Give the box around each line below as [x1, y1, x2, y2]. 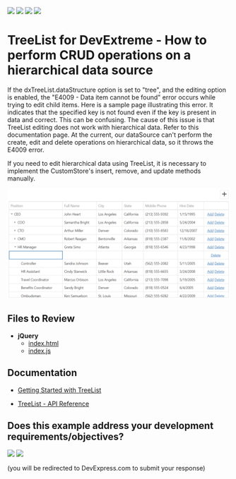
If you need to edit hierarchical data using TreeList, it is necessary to [7, 159, 207, 167]
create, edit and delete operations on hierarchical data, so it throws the [7, 138, 214, 146]
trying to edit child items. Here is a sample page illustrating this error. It [7, 100, 213, 109]
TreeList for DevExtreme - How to [7, 32, 207, 49]
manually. [7, 174, 35, 183]
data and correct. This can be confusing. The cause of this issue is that [7, 115, 215, 123]
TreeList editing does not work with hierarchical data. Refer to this [7, 123, 199, 131]
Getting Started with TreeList [17, 385, 102, 394]
